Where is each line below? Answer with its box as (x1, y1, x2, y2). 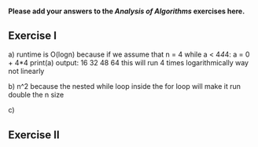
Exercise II (8, 128, 61, 141)
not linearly (8, 67, 45, 76)
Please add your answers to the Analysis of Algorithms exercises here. (8, 6, 245, 16)
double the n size (8, 90, 64, 100)
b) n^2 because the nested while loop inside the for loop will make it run (8, 82, 241, 91)
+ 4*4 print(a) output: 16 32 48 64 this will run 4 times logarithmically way (8, 58, 249, 68)
